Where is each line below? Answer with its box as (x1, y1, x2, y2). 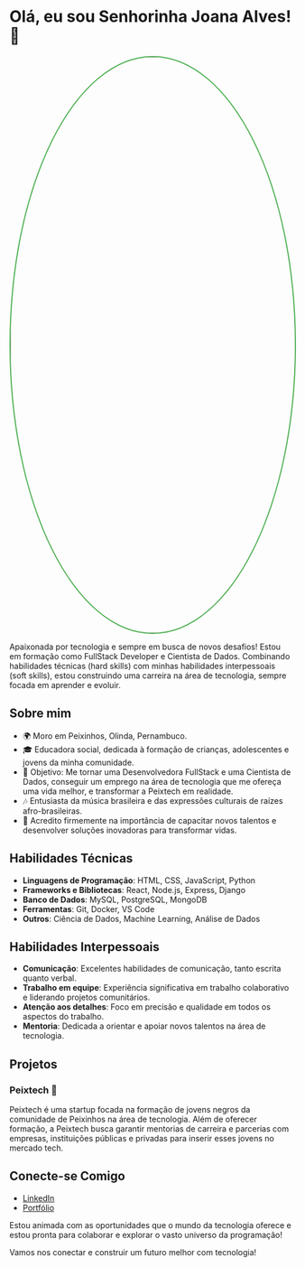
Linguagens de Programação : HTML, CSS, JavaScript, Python (22, 874, 255, 886)
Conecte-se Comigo (9, 1169, 125, 1184)
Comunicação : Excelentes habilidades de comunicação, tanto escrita (22, 964, 282, 974)
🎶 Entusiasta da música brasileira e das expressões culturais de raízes (22, 795, 283, 806)
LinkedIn (22, 1192, 55, 1203)
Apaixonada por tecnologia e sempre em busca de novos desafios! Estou (9, 641, 282, 652)
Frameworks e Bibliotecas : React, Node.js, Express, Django (22, 884, 246, 895)
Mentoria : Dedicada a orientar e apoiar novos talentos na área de (22, 1020, 266, 1031)
